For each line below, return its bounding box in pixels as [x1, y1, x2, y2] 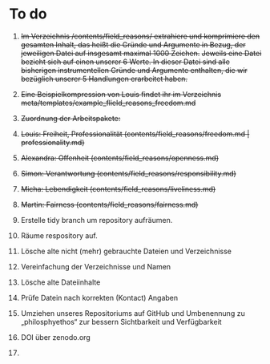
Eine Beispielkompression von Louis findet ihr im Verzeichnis [20, 89, 222, 99]
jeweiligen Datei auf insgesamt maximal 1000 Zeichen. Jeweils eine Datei [20, 48, 262, 58]
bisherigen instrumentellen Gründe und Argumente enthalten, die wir [20, 65, 248, 75]
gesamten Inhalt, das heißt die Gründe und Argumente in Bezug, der [20, 39, 247, 49]
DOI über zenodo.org [20, 332, 91, 342]
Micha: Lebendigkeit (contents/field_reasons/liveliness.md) [20, 184, 216, 193]
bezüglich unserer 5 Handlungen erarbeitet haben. [20, 74, 187, 83]
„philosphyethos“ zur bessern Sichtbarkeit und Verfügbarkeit [20, 317, 223, 326]
